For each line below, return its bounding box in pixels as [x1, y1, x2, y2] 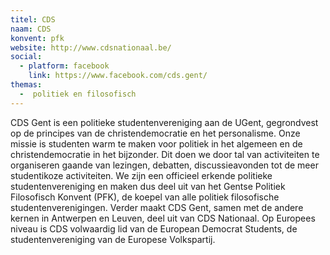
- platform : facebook [19, 61, 110, 71]
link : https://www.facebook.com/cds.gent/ [28, 71, 208, 81]
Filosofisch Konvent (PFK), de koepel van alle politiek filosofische [10, 191, 280, 203]
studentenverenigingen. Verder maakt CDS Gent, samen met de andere [10, 201, 304, 213]
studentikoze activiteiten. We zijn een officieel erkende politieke [10, 169, 273, 181]
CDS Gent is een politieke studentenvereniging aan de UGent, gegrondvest [10, 116, 319, 128]
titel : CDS [10, 14, 56, 25]
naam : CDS [10, 24, 52, 34]
